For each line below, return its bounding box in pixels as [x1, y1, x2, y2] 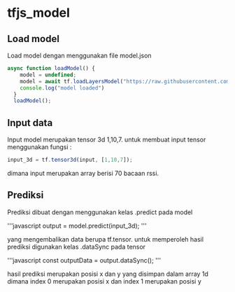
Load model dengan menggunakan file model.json [7, 51, 152, 60]
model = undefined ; [20, 71, 77, 78]
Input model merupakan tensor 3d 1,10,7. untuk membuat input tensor [7, 135, 206, 144]
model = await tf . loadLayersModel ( [20, 78, 124, 85]
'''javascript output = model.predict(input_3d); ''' [7, 221, 147, 230]
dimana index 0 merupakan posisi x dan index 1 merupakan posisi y [7, 277, 201, 285]
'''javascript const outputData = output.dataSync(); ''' [7, 256, 162, 264]
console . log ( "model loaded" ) [20, 84, 105, 92]
